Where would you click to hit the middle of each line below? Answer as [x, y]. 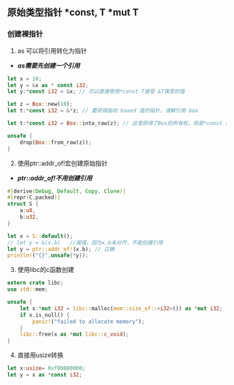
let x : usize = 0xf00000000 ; [46, 368]
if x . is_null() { [45, 315]
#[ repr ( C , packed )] [34, 197]
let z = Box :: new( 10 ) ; [40, 104]
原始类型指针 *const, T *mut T [73, 13]
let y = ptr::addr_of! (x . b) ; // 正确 [61, 249]
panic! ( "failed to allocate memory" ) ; [88, 322]
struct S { [23, 204]
